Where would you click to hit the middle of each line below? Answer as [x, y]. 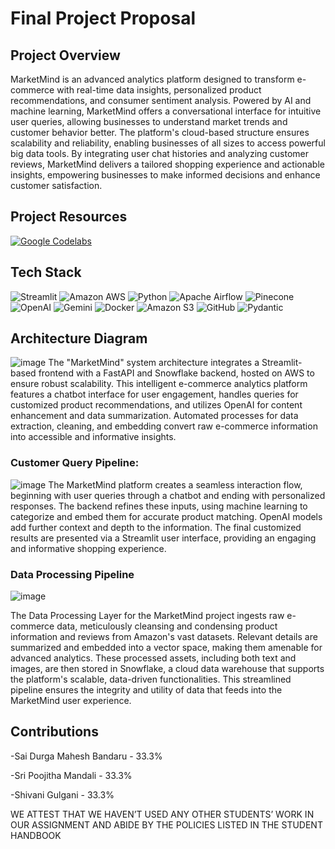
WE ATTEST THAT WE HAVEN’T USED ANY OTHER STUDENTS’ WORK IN [162, 814]
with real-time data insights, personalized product [159, 90]
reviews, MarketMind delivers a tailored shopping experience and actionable [167, 164]
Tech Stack [46, 272]
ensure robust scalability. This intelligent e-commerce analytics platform [159, 384]
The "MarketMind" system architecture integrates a [154, 363]
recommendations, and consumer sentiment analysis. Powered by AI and [161, 100]
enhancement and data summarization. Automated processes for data [154, 416]
